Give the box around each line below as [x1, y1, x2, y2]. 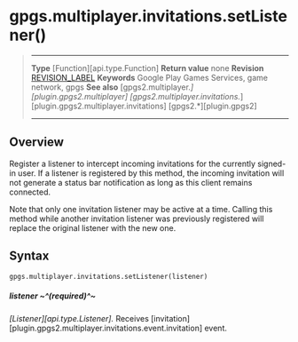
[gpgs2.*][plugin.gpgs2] [168, 100, 257, 111]
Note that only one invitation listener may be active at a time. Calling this [9, 203, 273, 214]
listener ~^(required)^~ [9, 290, 96, 301]
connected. [9, 187, 51, 197]
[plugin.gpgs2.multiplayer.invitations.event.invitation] [9, 322, 203, 333]
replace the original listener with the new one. [9, 222, 176, 233]
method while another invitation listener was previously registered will [9, 213, 264, 224]
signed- [256, 158, 286, 169]
